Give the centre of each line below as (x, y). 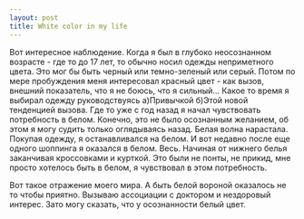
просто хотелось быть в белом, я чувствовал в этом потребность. (138, 167)
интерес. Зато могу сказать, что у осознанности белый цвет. (128, 204)
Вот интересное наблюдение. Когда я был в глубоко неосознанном (141, 52)
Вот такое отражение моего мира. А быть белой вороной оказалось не (148, 185)
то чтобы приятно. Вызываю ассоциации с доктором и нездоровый (140, 195)
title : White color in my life (69, 26)
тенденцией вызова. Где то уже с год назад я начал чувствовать (135, 109)
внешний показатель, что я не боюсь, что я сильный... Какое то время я (149, 90)
